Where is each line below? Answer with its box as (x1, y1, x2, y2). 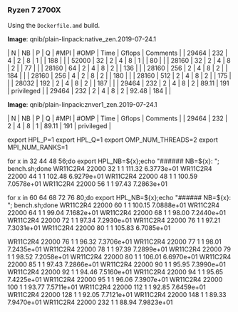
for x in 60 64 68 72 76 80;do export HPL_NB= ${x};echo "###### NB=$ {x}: (7, 194, 232, 202)
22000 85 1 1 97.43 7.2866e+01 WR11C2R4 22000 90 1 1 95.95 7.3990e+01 (7, 260, 226, 269)
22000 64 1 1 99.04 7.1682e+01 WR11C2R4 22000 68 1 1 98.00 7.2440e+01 (7, 209, 227, 217)
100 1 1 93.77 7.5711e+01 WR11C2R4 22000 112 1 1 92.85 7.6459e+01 (7, 283, 206, 291)
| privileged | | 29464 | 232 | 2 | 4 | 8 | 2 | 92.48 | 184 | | (7, 87, 171, 95)
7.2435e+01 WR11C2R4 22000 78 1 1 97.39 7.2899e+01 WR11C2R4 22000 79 (7, 245, 232, 254)
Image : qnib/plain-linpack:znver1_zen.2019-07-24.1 (7, 100, 158, 109)
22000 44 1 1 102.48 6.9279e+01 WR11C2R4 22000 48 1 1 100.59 (7, 172, 198, 181)
